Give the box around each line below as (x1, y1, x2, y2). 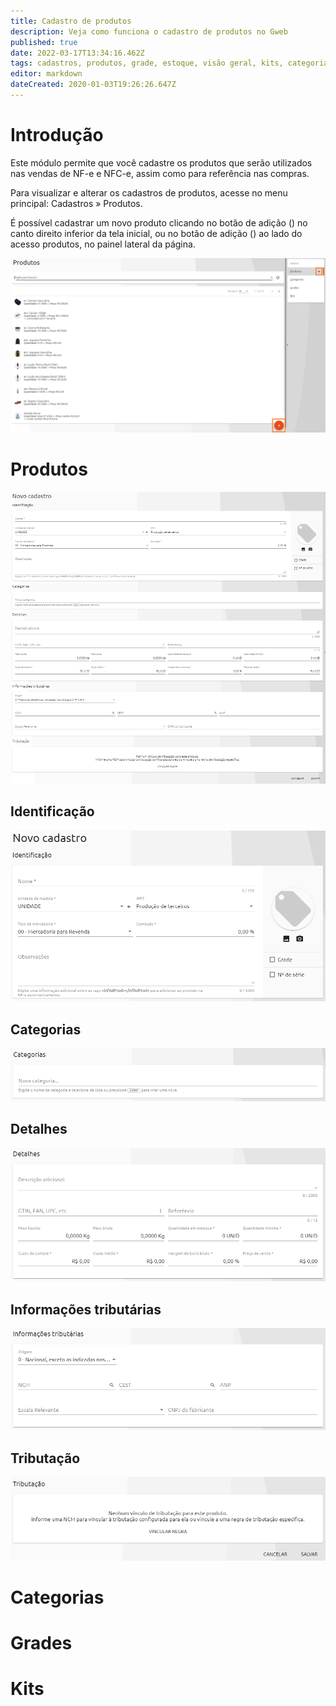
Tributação (10, 1450, 81, 1467)
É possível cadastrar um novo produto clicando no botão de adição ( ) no (10, 216, 308, 229)
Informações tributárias (10, 1301, 162, 1318)
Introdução (10, 124, 104, 147)
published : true (10, 37, 78, 47)
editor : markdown (10, 69, 83, 79)
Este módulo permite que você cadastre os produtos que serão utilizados (10, 156, 313, 169)
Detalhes (10, 1121, 68, 1138)
